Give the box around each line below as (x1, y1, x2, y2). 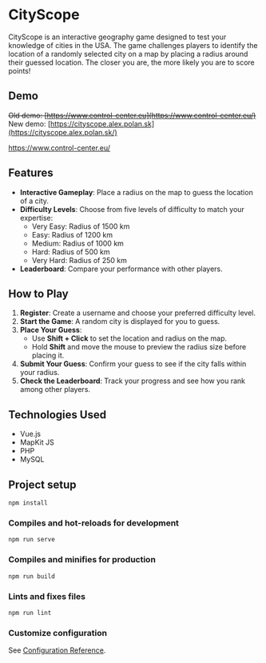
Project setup (8, 477, 77, 491)
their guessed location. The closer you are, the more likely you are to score (8, 58, 255, 67)
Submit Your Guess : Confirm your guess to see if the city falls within (19, 359, 247, 369)
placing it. (31, 350, 65, 361)
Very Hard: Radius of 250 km (31, 255, 128, 265)
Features (8, 166, 54, 180)
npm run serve (8, 536, 56, 544)
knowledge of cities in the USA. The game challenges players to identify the (8, 40, 258, 50)
